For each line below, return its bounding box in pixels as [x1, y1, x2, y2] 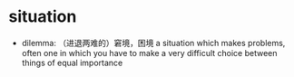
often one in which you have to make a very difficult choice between [21, 47, 278, 58]
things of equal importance [21, 57, 123, 68]
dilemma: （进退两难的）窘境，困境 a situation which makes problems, [21, 37, 286, 48]
